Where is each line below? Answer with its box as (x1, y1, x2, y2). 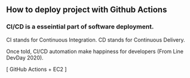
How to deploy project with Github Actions (6, 5, 167, 15)
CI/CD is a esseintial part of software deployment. (6, 23, 154, 31)
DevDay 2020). (6, 54, 44, 61)
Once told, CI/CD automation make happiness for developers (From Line (6, 48, 184, 55)
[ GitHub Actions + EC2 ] (6, 65, 67, 73)
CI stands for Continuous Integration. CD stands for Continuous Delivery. (6, 36, 185, 43)
